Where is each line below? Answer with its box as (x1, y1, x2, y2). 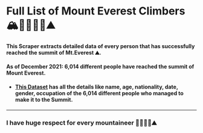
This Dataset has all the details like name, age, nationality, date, (14, 83, 178, 90)
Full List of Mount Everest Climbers (6, 4, 185, 18)
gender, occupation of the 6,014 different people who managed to (14, 89, 184, 97)
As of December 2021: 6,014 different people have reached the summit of (6, 63, 195, 70)
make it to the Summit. (14, 96, 73, 103)
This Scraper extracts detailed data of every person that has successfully (6, 42, 195, 49)
